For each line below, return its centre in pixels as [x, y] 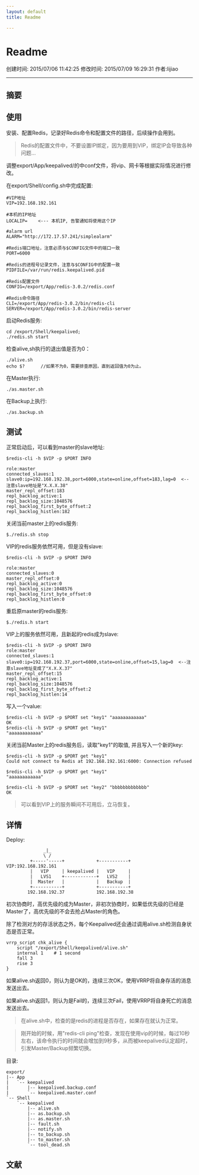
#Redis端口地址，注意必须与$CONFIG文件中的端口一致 [63, 248]
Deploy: [16, 840]
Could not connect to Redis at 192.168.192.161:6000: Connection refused [99, 762]
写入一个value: [24, 706]
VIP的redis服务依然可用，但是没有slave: [55, 546]
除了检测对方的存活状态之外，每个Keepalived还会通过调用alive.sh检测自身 [96, 924]
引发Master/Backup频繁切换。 [57, 1048]
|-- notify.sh [45, 1130]
